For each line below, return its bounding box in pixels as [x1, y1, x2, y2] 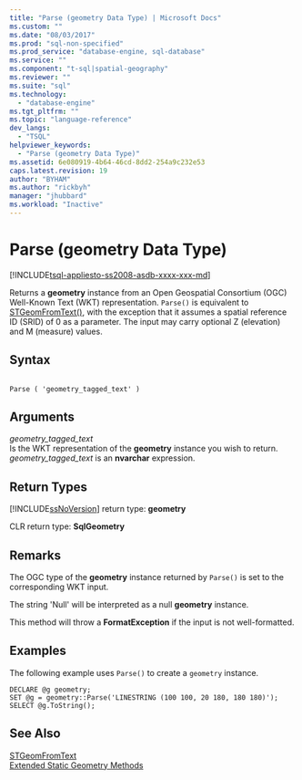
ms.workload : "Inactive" [9, 200, 104, 210]
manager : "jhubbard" [9, 192, 88, 201]
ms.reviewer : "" [9, 73, 71, 82]
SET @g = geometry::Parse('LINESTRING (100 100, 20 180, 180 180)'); [9, 692, 279, 702]
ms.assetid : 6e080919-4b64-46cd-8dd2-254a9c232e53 [9, 157, 206, 167]
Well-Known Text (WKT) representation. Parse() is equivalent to [9, 296, 249, 307]
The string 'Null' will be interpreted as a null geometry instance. [9, 599, 249, 610]
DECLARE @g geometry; [9, 685, 92, 694]
